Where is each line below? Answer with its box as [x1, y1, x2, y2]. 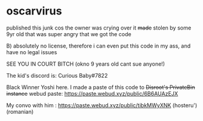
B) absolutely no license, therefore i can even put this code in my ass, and [6, 42, 191, 49]
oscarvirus [6, 4, 62, 18]
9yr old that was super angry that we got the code [6, 30, 131, 37]
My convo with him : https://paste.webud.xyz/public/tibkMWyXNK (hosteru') [6, 101, 198, 109]
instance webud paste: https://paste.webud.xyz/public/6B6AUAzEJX [6, 90, 179, 97]
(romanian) [6, 108, 34, 115]
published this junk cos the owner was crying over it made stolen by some [6, 24, 191, 31]
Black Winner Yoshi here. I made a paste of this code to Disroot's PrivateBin [6, 83, 195, 91]
